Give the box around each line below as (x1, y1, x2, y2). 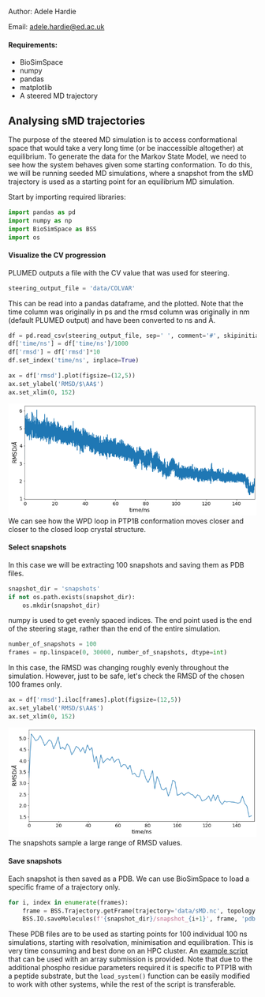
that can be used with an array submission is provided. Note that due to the (8, 954, 253, 964)
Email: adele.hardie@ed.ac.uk (8, 22, 105, 31)
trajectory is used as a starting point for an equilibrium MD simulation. (8, 177, 235, 186)
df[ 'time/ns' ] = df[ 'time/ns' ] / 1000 (8, 339, 129, 348)
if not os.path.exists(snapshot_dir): (8, 593, 136, 601)
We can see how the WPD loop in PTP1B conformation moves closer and (8, 516, 244, 526)
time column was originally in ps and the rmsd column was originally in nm (8, 307, 250, 317)
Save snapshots (8, 856, 62, 866)
